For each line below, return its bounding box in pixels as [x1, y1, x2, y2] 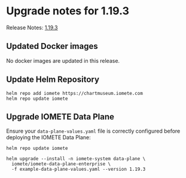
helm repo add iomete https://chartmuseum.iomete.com [6, 90, 144, 96]
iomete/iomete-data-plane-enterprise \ [11, 161, 111, 167]
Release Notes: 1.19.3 [6, 24, 58, 31]
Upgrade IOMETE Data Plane [6, 112, 115, 122]
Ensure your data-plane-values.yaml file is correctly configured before [6, 127, 181, 135]
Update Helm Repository [6, 75, 100, 85]
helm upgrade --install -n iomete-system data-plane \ [6, 156, 146, 162]
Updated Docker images [6, 41, 98, 51]
